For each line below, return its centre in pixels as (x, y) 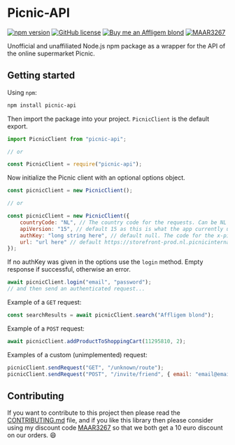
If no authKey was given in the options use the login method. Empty (105, 262)
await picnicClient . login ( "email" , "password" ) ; (79, 282)
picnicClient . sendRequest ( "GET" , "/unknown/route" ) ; (86, 367)
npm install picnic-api (42, 105)
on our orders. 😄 (32, 435)
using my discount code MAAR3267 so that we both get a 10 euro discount (115, 428)
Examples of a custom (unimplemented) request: (78, 354)
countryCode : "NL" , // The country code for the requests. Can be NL (123, 222)
